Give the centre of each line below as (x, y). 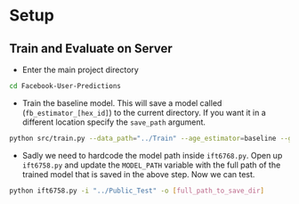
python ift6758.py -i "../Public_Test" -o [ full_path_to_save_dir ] (137, 191)
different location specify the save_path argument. (114, 122)
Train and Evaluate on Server (91, 49)
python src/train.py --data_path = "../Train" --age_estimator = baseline (143, 138)
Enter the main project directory (81, 69)
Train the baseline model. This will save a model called (122, 102)
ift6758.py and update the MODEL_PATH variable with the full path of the (151, 165)
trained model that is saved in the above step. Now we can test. (138, 174)
